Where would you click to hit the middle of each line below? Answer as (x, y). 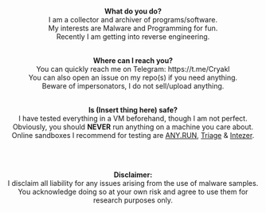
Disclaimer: (133, 175)
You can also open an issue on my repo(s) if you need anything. (133, 77)
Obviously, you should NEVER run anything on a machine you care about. (133, 127)
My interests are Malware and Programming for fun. (133, 28)
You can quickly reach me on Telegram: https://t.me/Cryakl (133, 69)
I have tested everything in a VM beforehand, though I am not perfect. (133, 118)
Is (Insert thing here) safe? (133, 110)
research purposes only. (133, 200)
